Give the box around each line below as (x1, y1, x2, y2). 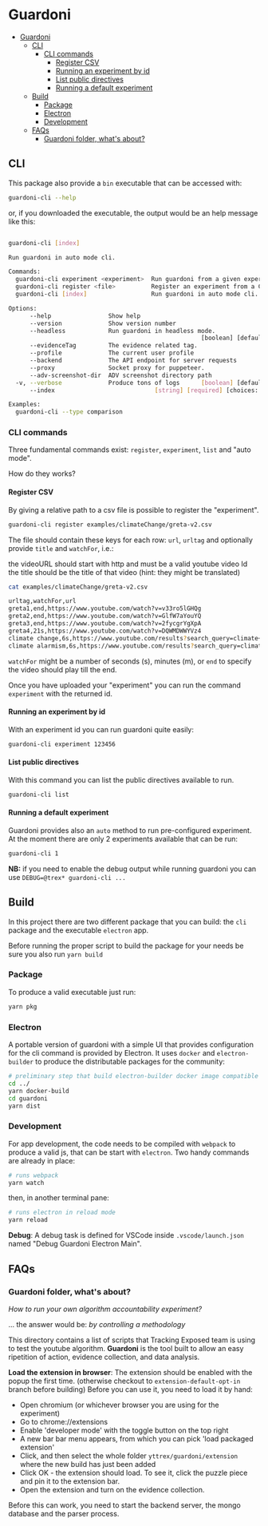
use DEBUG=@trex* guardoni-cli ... (8, 872, 126, 882)
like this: (8, 216, 36, 226)
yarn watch (8, 1179, 45, 1187)
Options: (8, 304, 37, 312)
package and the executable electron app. (8, 925, 149, 935)
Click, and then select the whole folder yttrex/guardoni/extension (19, 1451, 238, 1461)
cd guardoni (8, 1094, 48, 1103)
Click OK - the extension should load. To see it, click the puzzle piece (19, 1468, 248, 1477)
